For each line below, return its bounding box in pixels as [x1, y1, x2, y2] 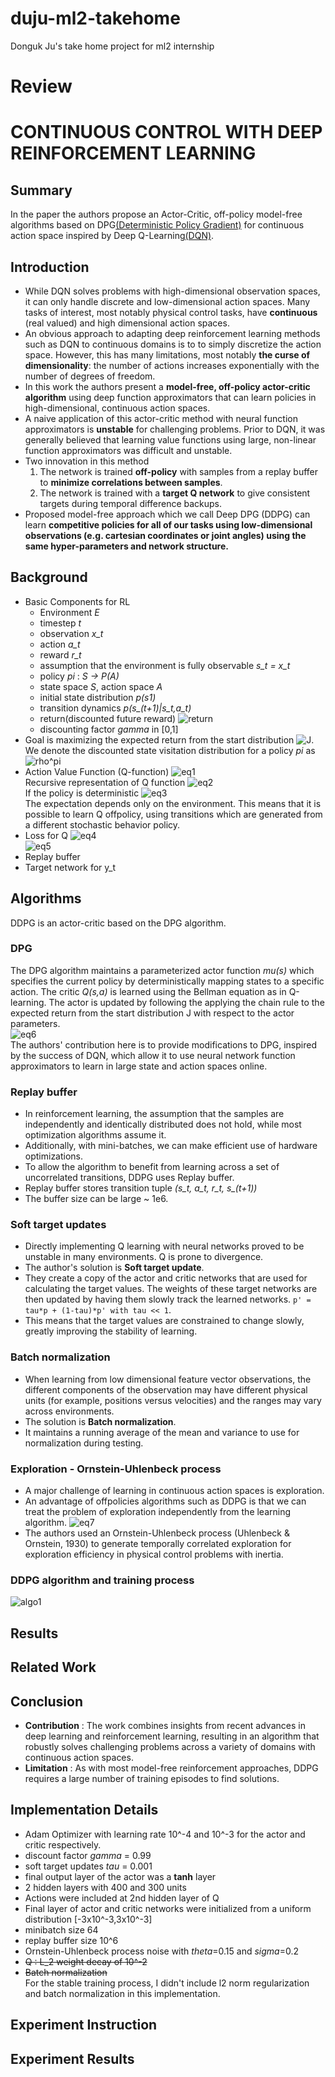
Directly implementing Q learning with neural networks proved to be [24, 1240, 305, 1252]
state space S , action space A [39, 680, 163, 692]
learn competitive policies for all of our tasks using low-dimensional [24, 518, 313, 531]
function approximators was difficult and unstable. [24, 444, 233, 456]
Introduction [10, 258, 90, 276]
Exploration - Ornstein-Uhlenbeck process [10, 1462, 222, 1476]
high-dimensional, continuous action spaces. [24, 402, 211, 414]
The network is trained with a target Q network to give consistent [39, 487, 311, 499]
